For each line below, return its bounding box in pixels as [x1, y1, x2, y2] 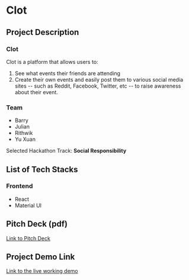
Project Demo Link [6, 252, 75, 262]
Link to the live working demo [6, 268, 78, 275]
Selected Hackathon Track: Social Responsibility [6, 147, 127, 155]
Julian [14, 123, 30, 130]
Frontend [6, 182, 33, 190]
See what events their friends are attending [14, 69, 120, 77]
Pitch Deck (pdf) [6, 219, 68, 229]
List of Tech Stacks [6, 164, 78, 175]
